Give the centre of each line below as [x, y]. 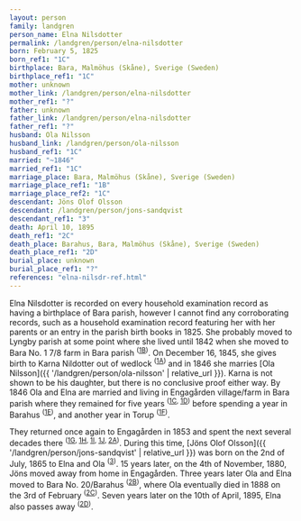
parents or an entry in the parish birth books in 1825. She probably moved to [151, 332]
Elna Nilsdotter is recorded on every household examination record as [139, 303]
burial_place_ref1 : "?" [54, 270]
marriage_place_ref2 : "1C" [60, 194]
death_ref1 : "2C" [42, 235]
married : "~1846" [42, 160]
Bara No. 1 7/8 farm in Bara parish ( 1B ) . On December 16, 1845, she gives [143, 352]
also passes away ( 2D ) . [51, 506]
